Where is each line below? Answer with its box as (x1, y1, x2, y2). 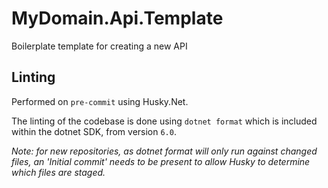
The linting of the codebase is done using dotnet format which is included (11, 115, 318, 127)
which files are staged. (11, 166, 106, 178)
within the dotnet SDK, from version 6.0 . (11, 125, 177, 137)
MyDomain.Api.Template (11, 7, 224, 30)
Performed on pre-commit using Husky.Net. (11, 95, 189, 107)
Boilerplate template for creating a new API (11, 40, 188, 52)
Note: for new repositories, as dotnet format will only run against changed (11, 145, 318, 157)
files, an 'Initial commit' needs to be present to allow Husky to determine (11, 155, 311, 167)
